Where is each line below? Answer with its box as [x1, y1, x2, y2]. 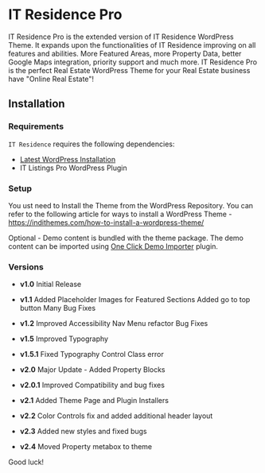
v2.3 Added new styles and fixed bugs [19, 427, 147, 436]
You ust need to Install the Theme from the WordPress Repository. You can [8, 200, 253, 210]
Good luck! [8, 457, 45, 467]
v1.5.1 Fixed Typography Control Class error [19, 350, 165, 359]
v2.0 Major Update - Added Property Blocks [19, 365, 166, 374]
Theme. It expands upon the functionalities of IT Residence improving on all [8, 40, 256, 49]
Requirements [8, 121, 64, 132]
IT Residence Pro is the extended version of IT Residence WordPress [8, 32, 234, 41]
